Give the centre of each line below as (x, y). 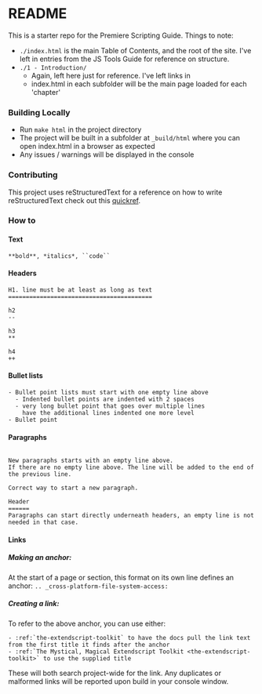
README (38, 14)
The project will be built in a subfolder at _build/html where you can (130, 138)
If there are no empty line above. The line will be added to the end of (131, 467)
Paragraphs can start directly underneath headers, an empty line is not (131, 516)
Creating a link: (34, 604)
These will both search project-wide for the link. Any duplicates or (115, 673)
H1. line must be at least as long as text (80, 290)
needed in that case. (44, 522)
